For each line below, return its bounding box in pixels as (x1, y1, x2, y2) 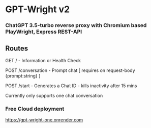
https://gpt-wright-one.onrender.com (5, 117, 83, 123)
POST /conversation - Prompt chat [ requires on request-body (5, 67, 136, 73)
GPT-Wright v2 (5, 4, 70, 15)
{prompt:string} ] (5, 72, 41, 79)
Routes (5, 44, 28, 53)
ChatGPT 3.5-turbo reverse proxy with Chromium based (5, 22, 147, 29)
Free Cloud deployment (5, 105, 65, 112)
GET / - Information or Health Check (5, 57, 81, 63)
